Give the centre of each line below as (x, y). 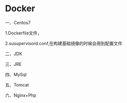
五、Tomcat (17, 85)
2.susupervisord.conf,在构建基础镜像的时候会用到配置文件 (64, 43)
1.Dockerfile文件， (24, 33)
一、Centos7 (18, 22)
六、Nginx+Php (21, 95)
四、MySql (16, 74)
